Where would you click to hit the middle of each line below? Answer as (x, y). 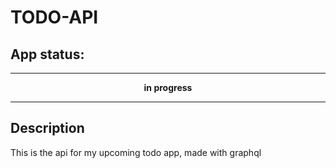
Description (47, 128)
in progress (168, 87)
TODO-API (54, 17)
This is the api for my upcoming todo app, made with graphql (136, 152)
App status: (47, 54)
